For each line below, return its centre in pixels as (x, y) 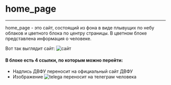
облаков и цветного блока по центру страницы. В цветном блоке (76, 33)
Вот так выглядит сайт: (30, 48)
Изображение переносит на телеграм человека (74, 77)
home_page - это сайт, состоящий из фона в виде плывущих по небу (80, 27)
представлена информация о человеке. (48, 38)
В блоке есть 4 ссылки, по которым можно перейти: (64, 60)
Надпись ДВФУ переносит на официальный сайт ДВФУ (73, 71)
